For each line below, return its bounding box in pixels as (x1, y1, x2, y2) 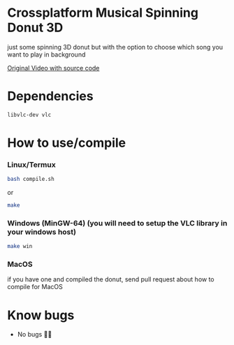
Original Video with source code (7, 64, 100, 72)
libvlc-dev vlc (7, 111, 52, 118)
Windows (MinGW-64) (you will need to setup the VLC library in (7, 218, 228, 228)
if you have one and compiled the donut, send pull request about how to (7, 275, 214, 284)
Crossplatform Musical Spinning (7, 5, 199, 21)
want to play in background (7, 50, 86, 59)
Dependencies (7, 89, 94, 104)
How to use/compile (7, 135, 126, 151)
